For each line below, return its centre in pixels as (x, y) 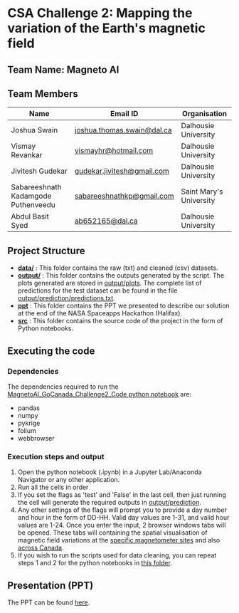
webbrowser (36, 438)
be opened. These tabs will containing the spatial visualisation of (112, 533)
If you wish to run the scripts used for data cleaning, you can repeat (117, 555)
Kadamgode (31, 196)
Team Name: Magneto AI (63, 69)
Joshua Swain (34, 130)
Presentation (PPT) (51, 585)
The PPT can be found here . (49, 602)
